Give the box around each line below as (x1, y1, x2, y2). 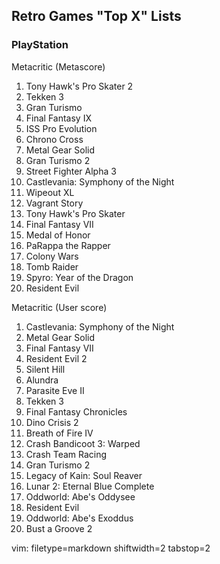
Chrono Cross (25, 133, 84, 145)
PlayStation (11, 38, 69, 52)
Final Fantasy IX (25, 112, 92, 124)
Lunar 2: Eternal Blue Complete (25, 480, 155, 492)
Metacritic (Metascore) (11, 60, 106, 73)
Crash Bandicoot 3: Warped (25, 437, 141, 449)
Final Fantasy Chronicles (25, 405, 128, 418)
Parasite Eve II (25, 384, 85, 396)
